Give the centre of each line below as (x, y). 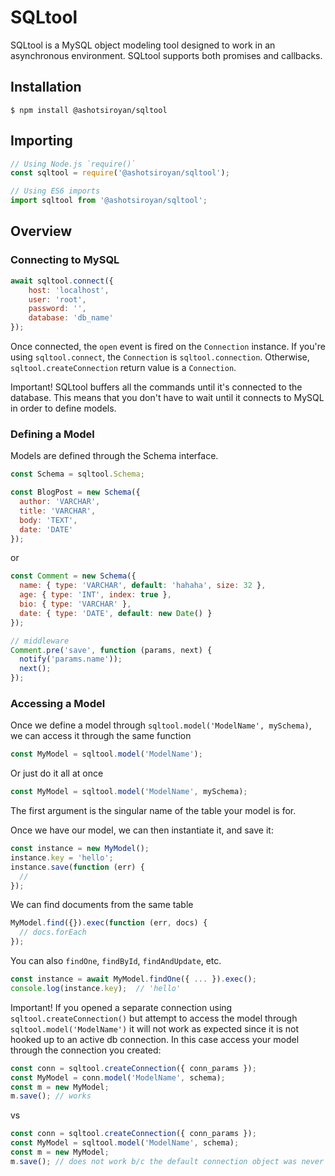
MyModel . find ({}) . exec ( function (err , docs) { (109, 923)
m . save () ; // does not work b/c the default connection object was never (167, 1161)
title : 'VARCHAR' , (58, 511)
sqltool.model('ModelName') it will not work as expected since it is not (154, 1028)
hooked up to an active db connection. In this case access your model (155, 1039)
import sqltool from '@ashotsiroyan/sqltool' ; (109, 201)
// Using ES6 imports (55, 191)
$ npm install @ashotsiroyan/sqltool (89, 110)
